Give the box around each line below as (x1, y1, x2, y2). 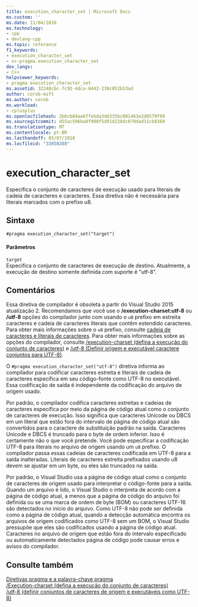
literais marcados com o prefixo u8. (6, 198, 93, 205)
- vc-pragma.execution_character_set (6, 58, 99, 64)
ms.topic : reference (6, 42, 57, 48)
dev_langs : (6, 63, 33, 70)
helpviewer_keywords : (6, 75, 60, 80)
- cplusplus (6, 108, 35, 114)
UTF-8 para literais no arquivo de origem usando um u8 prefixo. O (6, 443, 167, 450)
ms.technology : (6, 25, 44, 31)
